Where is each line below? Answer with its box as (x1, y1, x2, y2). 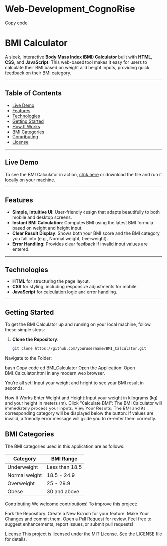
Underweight (7, 463, 38, 470)
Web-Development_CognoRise (5, 3, 135, 15)
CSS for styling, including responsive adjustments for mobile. (12, 284, 138, 290)
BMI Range (51, 455, 78, 462)
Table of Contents (5, 89, 62, 98)
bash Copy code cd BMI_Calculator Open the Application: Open (5, 365, 135, 371)
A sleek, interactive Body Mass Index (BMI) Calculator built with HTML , (5, 54, 153, 60)
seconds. (5, 385, 24, 391)
